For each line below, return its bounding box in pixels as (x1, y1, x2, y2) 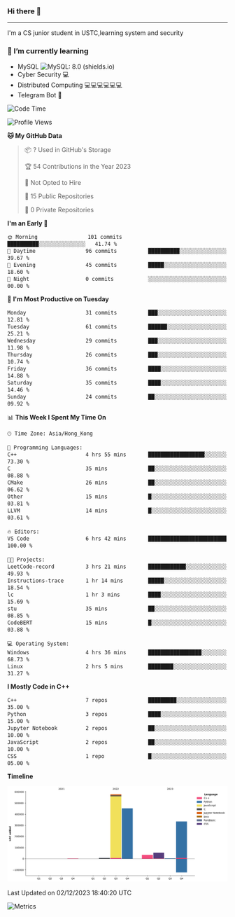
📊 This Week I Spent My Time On (7, 413, 106, 421)
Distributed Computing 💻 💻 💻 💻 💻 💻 (17, 81, 122, 89)
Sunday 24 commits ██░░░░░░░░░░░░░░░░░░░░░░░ (7, 393, 227, 400)
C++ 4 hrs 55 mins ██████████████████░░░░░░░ (7, 451, 227, 458)
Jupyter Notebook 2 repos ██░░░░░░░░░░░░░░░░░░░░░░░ (7, 724, 227, 731)
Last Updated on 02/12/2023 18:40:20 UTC (7, 888, 131, 897)
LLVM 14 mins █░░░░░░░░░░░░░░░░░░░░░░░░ (7, 507, 227, 514)
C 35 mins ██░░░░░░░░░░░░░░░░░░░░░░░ (7, 465, 227, 472)
